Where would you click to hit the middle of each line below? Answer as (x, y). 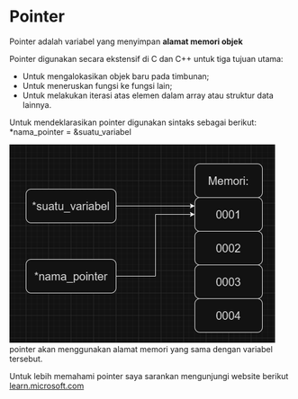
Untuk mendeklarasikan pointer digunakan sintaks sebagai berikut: (133, 122)
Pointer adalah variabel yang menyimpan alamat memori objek (126, 41)
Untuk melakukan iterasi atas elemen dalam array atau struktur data (148, 95)
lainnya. (37, 104)
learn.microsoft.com (47, 386)
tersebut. (26, 359)
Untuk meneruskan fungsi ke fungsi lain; (97, 85)
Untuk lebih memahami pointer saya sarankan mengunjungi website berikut (149, 376)
